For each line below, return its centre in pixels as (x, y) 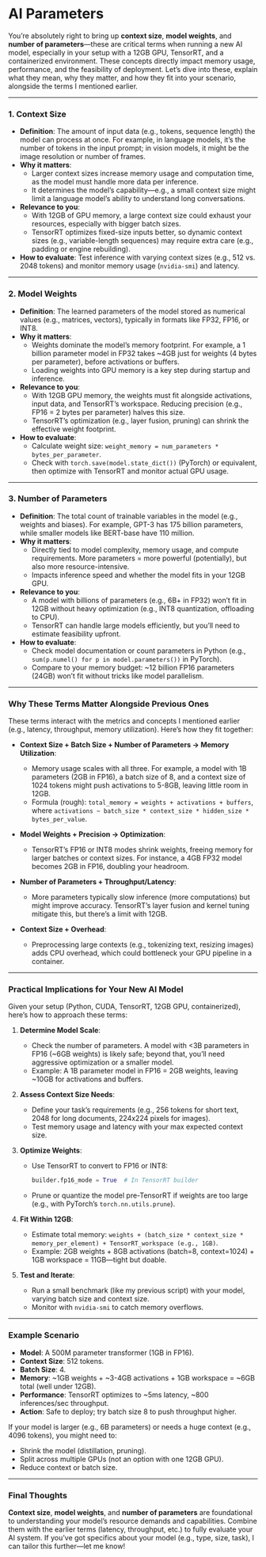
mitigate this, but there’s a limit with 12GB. (99, 914)
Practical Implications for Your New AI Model (96, 989)
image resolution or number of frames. (83, 157)
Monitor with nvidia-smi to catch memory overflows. (118, 1308)
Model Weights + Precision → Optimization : (93, 834)
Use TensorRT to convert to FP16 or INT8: (100, 1166)
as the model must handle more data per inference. (115, 182)
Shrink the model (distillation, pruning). (83, 1450)
